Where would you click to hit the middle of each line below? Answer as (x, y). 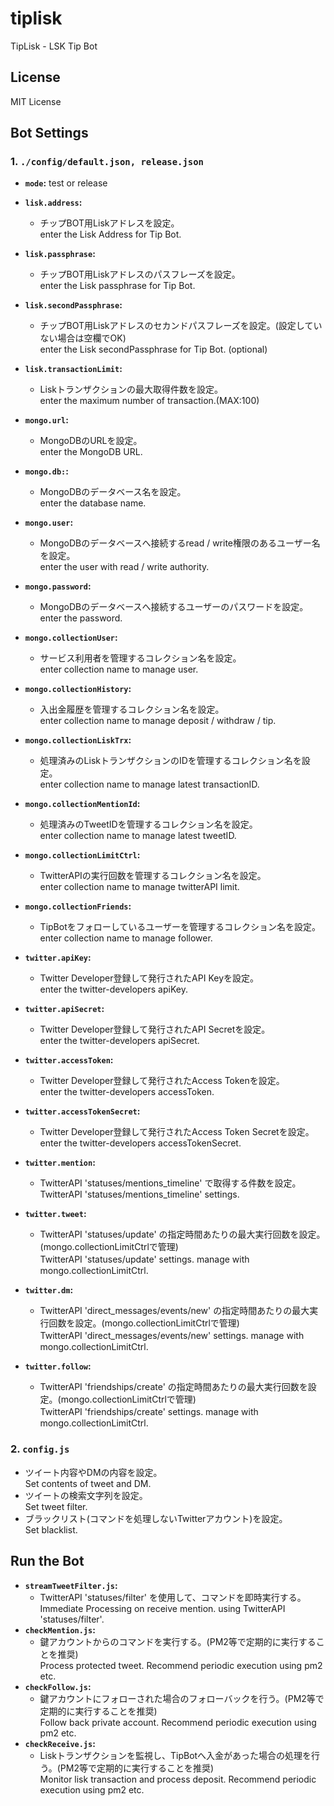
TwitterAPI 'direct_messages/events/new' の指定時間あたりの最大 (174, 1311)
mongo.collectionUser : (71, 638)
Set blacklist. (51, 1529)
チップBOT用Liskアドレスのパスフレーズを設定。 (140, 274)
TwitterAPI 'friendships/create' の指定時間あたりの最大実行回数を (173, 1387)
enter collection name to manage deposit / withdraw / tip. (158, 721)
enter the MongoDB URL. (91, 452)
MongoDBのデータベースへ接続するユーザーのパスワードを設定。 (174, 607)
